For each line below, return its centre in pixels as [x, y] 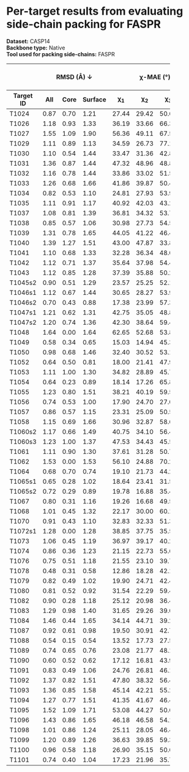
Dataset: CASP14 [28, 41]
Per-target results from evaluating [95, 11]
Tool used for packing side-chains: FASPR [61, 54]
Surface [94, 99]
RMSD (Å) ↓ [74, 76]
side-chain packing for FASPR [83, 24]
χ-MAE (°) [155, 76]
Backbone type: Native [36, 48]
